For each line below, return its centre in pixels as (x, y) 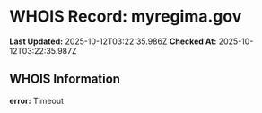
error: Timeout (37, 100)
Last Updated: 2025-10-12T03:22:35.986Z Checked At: (113, 41)
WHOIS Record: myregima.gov (126, 17)
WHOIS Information (65, 79)
